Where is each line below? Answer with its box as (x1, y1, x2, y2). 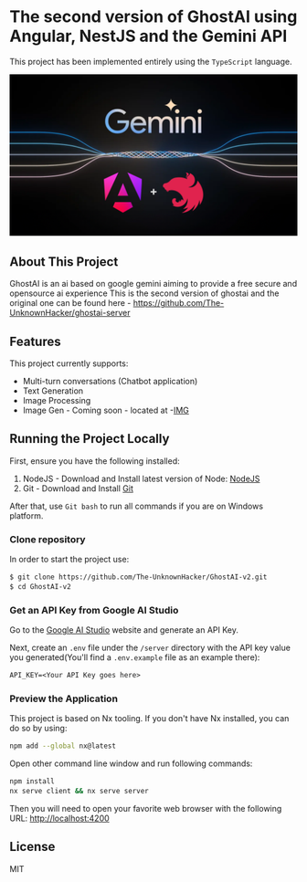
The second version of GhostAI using (9, 6, 298, 27)
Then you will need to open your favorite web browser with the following (9, 803, 282, 814)
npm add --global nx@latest (9, 741, 117, 751)
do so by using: (9, 723, 68, 734)
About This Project (9, 254, 119, 269)
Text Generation (22, 385, 84, 396)
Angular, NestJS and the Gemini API (9, 26, 288, 47)
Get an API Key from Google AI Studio (9, 604, 179, 616)
